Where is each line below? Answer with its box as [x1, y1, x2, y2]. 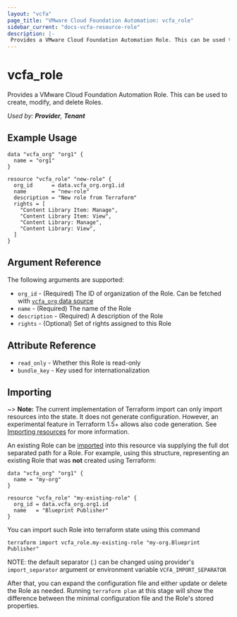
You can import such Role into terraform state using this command [7, 526, 200, 534]
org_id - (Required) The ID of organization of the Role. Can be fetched [17, 289, 222, 298]
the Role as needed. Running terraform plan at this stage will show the [7, 587, 214, 595]
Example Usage [7, 132, 78, 144]
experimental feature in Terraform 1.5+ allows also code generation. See [7, 420, 217, 428]
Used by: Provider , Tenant [7, 112, 86, 120]
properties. [7, 601, 39, 610]
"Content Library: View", [20, 225, 97, 232]
